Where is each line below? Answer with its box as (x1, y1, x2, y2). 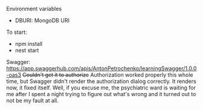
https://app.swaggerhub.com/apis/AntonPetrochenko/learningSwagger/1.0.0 (6, 65, 197, 72)
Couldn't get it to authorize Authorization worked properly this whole (22, 71, 193, 78)
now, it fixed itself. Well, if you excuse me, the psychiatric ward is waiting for (6, 84, 196, 91)
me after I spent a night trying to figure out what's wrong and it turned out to (6, 91, 196, 97)
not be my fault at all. (6, 97, 59, 104)
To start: (6, 28, 27, 36)
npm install (14, 40, 43, 47)
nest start (14, 47, 39, 54)
